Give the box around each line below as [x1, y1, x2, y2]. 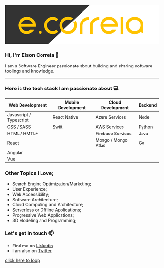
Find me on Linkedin [12, 243, 53, 248]
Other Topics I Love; [5, 170, 54, 177]
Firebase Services [95, 131, 132, 136]
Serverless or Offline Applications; [12, 207, 82, 213]
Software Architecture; [12, 196, 58, 202]
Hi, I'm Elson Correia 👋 [5, 52, 59, 59]
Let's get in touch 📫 [5, 230, 54, 237]
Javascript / [7, 112, 31, 117]
